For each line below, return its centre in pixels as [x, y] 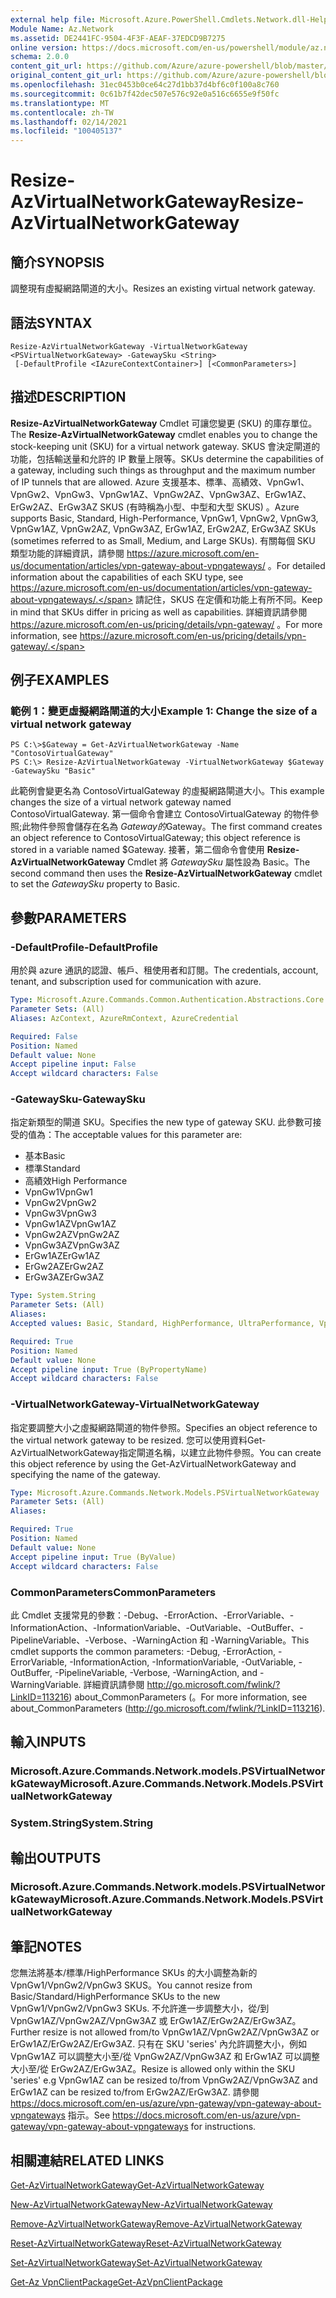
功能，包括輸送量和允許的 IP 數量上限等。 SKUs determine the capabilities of [167, 458]
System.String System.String [82, 1823]
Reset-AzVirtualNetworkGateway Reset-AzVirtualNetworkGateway [146, 2243]
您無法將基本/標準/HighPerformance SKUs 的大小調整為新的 [134, 1973]
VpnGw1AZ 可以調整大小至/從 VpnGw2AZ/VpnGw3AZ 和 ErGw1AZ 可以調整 [165, 2057]
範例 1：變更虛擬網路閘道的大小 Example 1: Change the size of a [164, 711]
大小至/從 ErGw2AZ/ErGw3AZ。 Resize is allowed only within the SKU [153, 2069]
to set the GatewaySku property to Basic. [95, 884]
